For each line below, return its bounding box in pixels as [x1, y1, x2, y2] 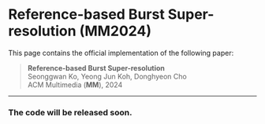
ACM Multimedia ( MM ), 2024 [27, 80, 123, 89]
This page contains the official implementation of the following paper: [8, 48, 234, 57]
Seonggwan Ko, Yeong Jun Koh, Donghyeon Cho [27, 71, 187, 81]
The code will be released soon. [8, 107, 132, 118]
